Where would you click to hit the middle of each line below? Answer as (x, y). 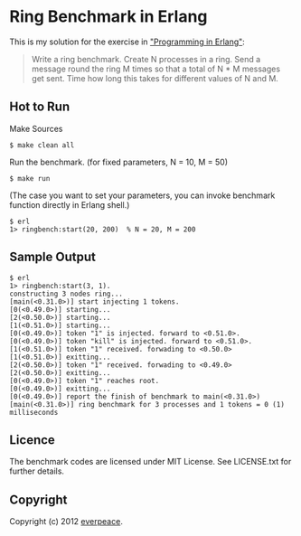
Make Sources (36, 128)
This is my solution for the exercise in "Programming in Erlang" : (127, 42)
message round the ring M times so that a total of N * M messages (156, 69)
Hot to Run (40, 107)
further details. (37, 471)
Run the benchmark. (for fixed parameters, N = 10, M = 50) (119, 162)
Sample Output (53, 257)
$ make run (30, 178)
